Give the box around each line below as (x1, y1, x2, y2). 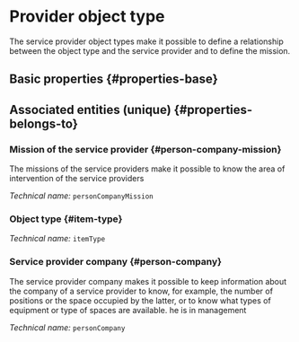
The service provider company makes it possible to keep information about (9, 276, 287, 286)
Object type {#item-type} (9, 213, 123, 225)
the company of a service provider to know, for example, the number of (9, 285, 274, 296)
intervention (9, 173, 54, 184)
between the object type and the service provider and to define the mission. (9, 45, 291, 56)
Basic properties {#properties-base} (9, 72, 218, 87)
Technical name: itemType (9, 233, 106, 244)
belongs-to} (9, 116, 79, 131)
